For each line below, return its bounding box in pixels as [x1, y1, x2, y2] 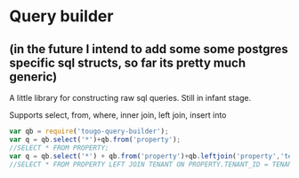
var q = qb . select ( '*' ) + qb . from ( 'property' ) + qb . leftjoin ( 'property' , [9, 151, 281, 160]
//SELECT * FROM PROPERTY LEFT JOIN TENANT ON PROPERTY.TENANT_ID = [9, 159, 269, 169]
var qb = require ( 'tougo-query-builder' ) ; [9, 127, 169, 135]
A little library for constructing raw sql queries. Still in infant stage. [9, 93, 252, 103]
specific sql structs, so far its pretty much [9, 55, 246, 70]
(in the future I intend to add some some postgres [9, 42, 289, 57]
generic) [9, 69, 58, 84]
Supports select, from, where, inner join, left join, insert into [9, 110, 227, 120]
